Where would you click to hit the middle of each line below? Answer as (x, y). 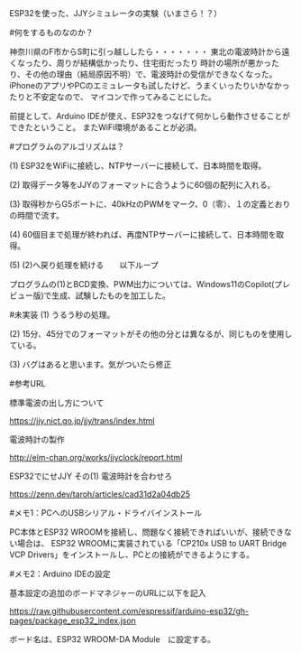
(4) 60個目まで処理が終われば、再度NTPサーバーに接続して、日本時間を (143, 234)
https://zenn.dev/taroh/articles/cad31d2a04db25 (100, 494)
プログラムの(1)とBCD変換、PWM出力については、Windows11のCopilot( (142, 284)
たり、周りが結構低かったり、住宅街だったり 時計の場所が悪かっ (152, 63)
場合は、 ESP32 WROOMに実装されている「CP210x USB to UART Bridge (151, 543)
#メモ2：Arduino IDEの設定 (60, 574)
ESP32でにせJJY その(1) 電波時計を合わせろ (91, 476)
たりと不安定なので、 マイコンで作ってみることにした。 (113, 97)
